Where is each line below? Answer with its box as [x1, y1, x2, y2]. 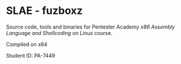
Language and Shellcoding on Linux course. [6, 29, 113, 36]
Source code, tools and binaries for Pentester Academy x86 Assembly [6, 23, 175, 30]
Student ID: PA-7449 [6, 52, 55, 59]
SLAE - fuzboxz [6, 4, 83, 17]
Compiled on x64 [6, 41, 48, 48]
